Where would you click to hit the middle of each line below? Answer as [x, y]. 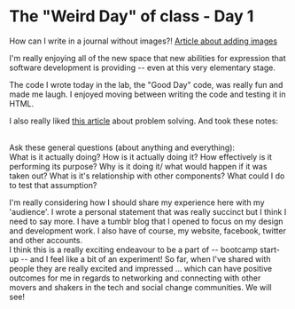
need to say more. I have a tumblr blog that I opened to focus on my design [146, 221]
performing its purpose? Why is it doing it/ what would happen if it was [138, 166]
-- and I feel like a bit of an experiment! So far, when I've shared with [146, 258]
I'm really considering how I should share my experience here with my [137, 202]
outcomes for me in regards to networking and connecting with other [135, 278]
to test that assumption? [53, 185]
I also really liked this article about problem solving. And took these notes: [144, 121]
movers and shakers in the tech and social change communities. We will [140, 287]
